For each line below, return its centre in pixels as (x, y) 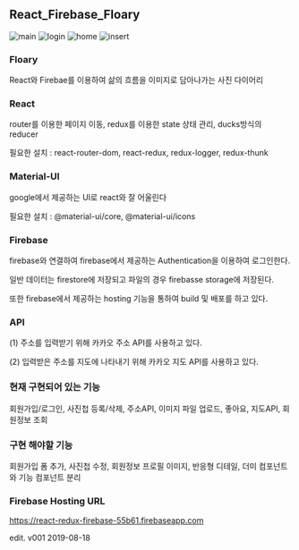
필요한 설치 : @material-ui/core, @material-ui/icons (103, 216)
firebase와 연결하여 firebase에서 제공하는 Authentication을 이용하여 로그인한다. (150, 260)
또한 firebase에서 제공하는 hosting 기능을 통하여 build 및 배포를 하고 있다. (139, 298)
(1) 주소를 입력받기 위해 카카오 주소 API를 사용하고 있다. (106, 343)
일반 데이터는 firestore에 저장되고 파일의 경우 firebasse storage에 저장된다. (142, 279)
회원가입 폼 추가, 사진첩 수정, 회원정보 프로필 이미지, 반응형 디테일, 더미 (133, 466)
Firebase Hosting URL (57, 501)
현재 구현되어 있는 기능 (55, 387)
